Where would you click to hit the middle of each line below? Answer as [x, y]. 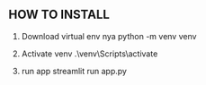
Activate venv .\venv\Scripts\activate [90, 54]
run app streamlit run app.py [74, 71]
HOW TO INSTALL [59, 15]
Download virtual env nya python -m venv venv [109, 36]
